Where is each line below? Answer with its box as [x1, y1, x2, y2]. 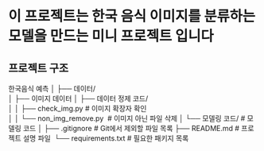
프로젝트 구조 [8, 61, 69, 75]
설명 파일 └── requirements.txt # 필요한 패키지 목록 [22, 134, 189, 143]
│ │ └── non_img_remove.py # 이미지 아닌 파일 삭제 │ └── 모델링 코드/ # [8, 114, 246, 123]
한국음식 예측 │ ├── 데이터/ [8, 84, 96, 93]
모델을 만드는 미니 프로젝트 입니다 [8, 27, 214, 45]
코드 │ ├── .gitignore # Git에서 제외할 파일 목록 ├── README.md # [22, 124, 240, 133]
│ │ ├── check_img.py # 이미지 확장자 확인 [8, 104, 147, 113]
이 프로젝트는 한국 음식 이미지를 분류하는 [8, 7, 256, 25]
